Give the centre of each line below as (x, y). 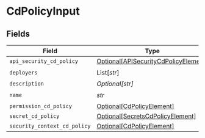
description (27, 84)
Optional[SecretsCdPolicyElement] (146, 116)
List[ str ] (108, 73)
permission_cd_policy (41, 106)
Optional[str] (115, 84)
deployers (23, 72)
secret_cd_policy (34, 116)
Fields (18, 34)
